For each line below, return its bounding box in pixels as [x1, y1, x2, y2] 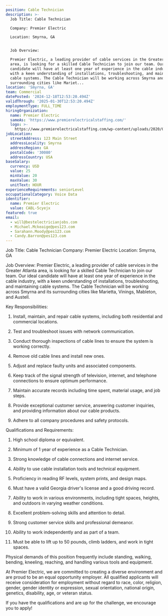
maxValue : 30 [10, 178, 37, 183]
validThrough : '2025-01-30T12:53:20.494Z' [5, 99, 95, 104]
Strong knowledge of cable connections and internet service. [12, 456, 139, 462]
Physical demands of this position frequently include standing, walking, [5, 554, 152, 560]
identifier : [5, 196, 30, 201]
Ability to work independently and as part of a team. [12, 529, 120, 535]
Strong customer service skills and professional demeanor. [12, 520, 134, 526]
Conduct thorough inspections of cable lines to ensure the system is [12, 338, 154, 344]
